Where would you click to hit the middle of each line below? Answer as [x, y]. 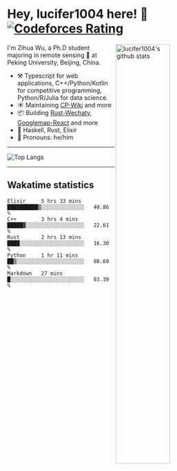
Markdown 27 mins [35, 273]
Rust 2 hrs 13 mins [44, 237]
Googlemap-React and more [58, 123]
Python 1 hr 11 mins [43, 255]
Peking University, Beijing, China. [54, 62]
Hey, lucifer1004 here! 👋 [78, 14]
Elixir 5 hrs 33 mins [44, 201]
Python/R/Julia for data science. [63, 97]
